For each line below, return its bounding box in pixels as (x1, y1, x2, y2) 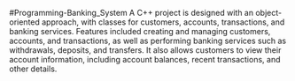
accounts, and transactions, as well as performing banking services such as (9, 35, 286, 46)
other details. (9, 63, 58, 74)
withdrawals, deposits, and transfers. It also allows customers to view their (9, 45, 282, 55)
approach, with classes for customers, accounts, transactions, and (41, 17, 285, 27)
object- (255, 8, 282, 18)
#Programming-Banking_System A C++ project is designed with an (9, 8, 254, 18)
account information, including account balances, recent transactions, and (9, 55, 281, 64)
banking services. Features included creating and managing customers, (9, 26, 271, 36)
